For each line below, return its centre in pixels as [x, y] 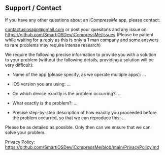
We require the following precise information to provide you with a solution [81, 54]
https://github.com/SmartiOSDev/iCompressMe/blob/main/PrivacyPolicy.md [82, 147]
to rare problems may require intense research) [53, 45]
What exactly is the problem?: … [45, 103]
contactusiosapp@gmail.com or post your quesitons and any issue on [76, 29]
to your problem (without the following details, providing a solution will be [80, 60]
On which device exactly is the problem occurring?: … [67, 93]
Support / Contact [33, 8]
